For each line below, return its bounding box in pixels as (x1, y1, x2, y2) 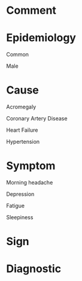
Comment (6, 4, 57, 17)
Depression (6, 191, 35, 198)
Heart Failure (6, 126, 38, 134)
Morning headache (6, 179, 53, 186)
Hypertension (6, 138, 40, 146)
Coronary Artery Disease (6, 115, 68, 122)
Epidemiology (6, 31, 77, 45)
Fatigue (6, 202, 25, 209)
